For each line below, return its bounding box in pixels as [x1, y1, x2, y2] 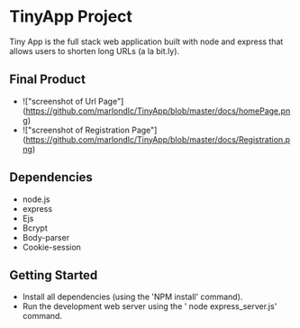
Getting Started [9, 268, 98, 283]
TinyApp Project [9, 6, 133, 27]
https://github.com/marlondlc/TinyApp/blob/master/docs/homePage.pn [25, 105, 291, 116]
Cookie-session [22, 241, 81, 252]
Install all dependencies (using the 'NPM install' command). [22, 291, 243, 303]
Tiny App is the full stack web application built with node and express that [9, 36, 284, 47]
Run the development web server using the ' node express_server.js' [22, 301, 277, 312]
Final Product [9, 72, 86, 87]
